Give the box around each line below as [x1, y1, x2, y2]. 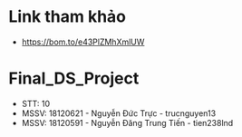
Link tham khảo [8, 6, 127, 27]
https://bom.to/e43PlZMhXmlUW [21, 36, 145, 47]
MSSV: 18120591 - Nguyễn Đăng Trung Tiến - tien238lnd [21, 117, 234, 128]
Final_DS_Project [8, 68, 140, 89]
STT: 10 [21, 98, 51, 109]
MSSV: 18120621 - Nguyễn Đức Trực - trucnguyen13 [21, 107, 217, 119]
